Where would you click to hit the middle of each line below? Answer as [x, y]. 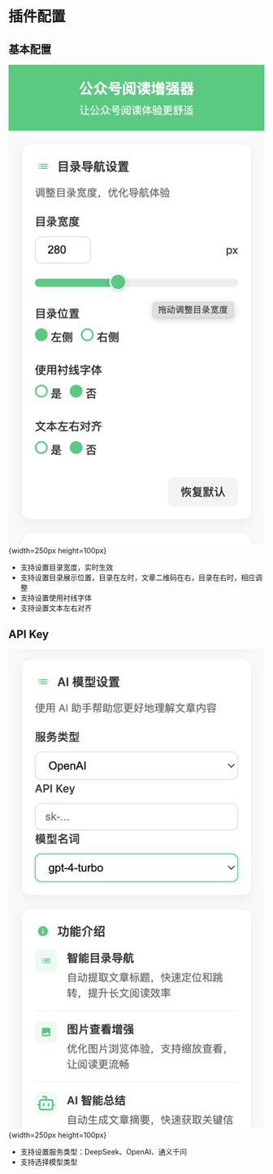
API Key [29, 634]
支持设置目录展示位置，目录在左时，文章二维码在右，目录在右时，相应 [138, 578]
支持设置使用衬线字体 [56, 598]
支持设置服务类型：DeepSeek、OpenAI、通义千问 [103, 1152]
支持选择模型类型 [49, 1162]
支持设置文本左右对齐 [56, 608]
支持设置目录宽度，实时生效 [67, 568]
